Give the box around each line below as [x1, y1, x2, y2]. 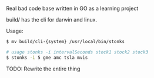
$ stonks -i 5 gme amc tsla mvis [6, 55, 88, 61]
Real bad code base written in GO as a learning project [6, 5, 139, 12]
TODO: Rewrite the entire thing [6, 65, 81, 72]
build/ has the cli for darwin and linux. [6, 16, 98, 23]
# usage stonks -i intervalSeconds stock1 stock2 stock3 [6, 49, 149, 55]
